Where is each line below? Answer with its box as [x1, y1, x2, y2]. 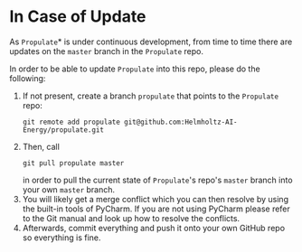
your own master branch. [22, 183, 116, 195]
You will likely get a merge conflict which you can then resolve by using [22, 193, 289, 204]
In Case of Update [9, 6, 146, 27]
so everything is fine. [22, 232, 101, 243]
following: [9, 72, 46, 83]
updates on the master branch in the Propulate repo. [9, 45, 203, 56]
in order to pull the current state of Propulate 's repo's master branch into [22, 174, 293, 185]
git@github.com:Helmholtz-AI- [123, 117, 238, 126]
